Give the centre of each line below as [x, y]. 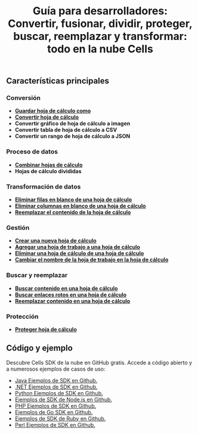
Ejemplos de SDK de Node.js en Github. [63, 399]
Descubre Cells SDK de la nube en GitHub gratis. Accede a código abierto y [99, 362]
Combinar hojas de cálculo [49, 165]
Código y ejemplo [39, 348]
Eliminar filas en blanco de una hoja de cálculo [73, 200]
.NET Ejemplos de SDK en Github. [56, 387]
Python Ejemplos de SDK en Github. [59, 393]
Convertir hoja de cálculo [47, 117]
